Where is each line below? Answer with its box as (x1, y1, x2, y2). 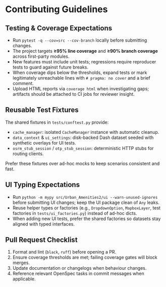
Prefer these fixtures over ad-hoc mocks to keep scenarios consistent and (5, 160, 160, 166)
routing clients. (12, 151, 44, 157)
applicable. (12, 276, 36, 282)
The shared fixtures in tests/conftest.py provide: (5, 119, 109, 125)
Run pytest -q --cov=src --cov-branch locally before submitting (12, 37, 147, 43)
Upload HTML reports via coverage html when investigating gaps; (12, 86, 149, 92)
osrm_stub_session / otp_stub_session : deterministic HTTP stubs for (12, 145, 154, 151)
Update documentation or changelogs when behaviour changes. (12, 265, 147, 271)
